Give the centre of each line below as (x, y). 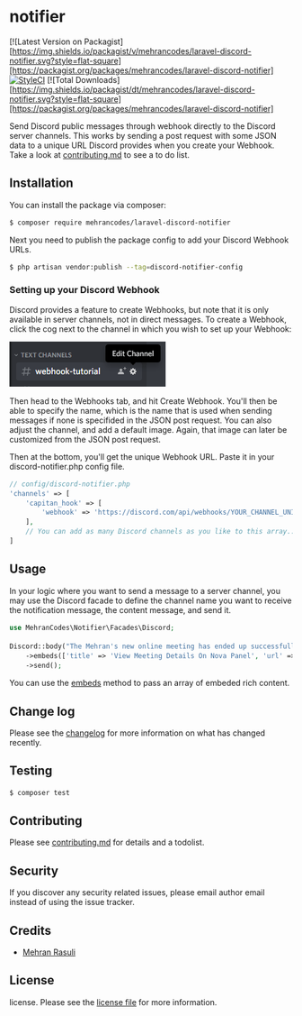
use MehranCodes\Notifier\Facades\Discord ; (92, 627)
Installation (41, 183)
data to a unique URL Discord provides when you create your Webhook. (142, 145)
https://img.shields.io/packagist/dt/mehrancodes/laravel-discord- (134, 89)
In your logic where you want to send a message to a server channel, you (145, 590)
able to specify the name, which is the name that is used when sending (141, 410)
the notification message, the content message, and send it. (120, 609)
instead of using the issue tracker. (72, 902)
